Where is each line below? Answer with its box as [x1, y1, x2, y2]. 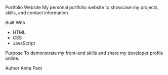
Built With [5, 20, 25, 25]
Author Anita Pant [5, 65, 42, 71]
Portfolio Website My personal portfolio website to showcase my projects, [5, 5, 159, 10]
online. [5, 55, 19, 61]
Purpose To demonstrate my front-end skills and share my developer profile [5, 50, 163, 56]
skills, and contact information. [5, 10, 70, 16]
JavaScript [12, 40, 35, 46]
